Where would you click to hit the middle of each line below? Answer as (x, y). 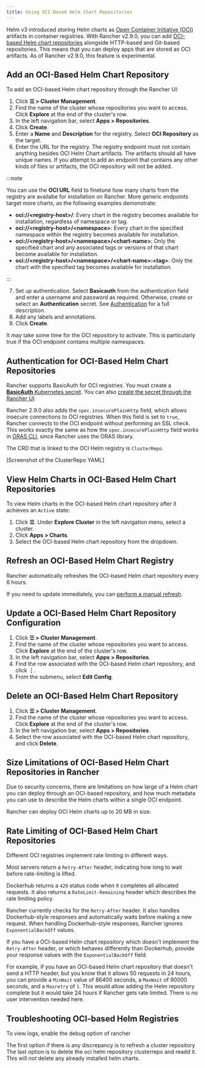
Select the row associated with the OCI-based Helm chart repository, (102, 737)
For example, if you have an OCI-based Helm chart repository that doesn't (100, 967)
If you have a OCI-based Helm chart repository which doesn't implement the (102, 942)
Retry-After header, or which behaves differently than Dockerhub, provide (100, 949)
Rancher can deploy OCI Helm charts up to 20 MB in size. (79, 812)
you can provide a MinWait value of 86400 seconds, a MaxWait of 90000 (97, 980)
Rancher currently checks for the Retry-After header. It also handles (93, 911)
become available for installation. (57, 254)
